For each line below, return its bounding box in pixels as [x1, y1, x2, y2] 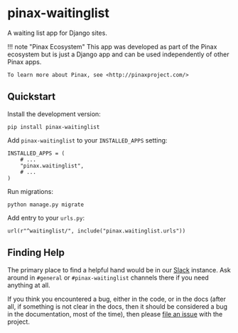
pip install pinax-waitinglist [7, 123, 100, 130]
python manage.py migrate [7, 201, 84, 208]
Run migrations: [7, 187, 53, 195]
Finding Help [7, 247, 65, 259]
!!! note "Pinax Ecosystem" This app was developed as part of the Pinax [7, 42, 217, 51]
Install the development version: [7, 109, 101, 118]
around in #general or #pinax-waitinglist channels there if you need [7, 273, 210, 282]
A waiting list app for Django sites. [7, 29, 108, 37]
